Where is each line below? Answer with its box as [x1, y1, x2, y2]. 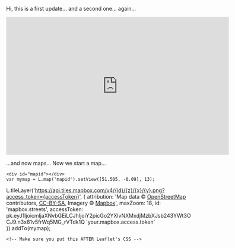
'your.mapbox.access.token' [85, 218, 155, 225]
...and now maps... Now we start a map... [6, 160, 106, 167]
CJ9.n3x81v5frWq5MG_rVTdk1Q [6, 218, 85, 225]
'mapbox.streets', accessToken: [6, 206, 84, 213]
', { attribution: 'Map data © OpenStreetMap [79, 193, 186, 200]
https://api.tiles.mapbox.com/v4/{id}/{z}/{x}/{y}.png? [34, 187, 165, 194]
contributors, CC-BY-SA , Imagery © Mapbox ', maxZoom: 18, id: [6, 199, 161, 206]
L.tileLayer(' [6, 187, 36, 194]
